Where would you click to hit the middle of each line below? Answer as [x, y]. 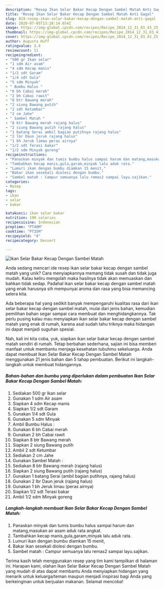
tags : [11, 191]
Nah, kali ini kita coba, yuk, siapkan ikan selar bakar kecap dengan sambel [80, 339]
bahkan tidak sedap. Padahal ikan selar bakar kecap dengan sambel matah [81, 284]
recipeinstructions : [27, 155]
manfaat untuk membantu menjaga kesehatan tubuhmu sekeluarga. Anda [79, 349]
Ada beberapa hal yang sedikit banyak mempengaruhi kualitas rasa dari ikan [82, 303]
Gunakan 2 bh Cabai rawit [39, 435]
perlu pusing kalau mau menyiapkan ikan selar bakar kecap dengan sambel [81, 319]
